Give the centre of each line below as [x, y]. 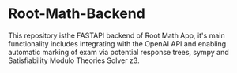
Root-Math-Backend [77, 14]
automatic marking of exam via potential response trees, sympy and [118, 52]
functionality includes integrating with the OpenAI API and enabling [117, 43]
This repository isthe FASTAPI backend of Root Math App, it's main [117, 35]
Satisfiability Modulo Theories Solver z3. [74, 60]
